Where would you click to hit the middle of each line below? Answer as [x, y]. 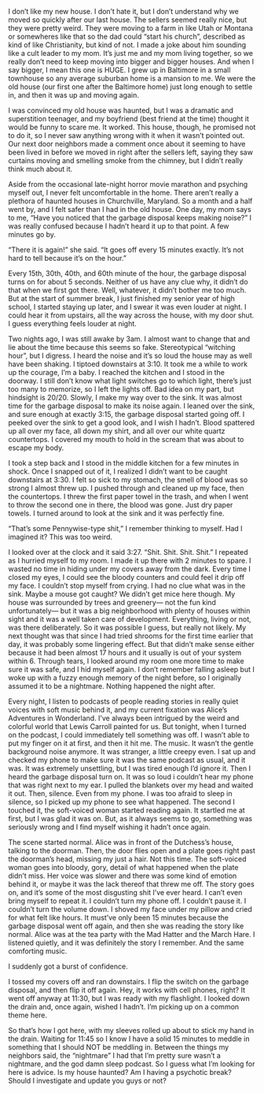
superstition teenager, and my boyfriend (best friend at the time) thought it [128, 119]
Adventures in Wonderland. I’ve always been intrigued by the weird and [124, 718]
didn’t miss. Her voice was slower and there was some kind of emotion [123, 876]
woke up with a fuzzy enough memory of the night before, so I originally [125, 678]
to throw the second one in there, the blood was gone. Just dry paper [121, 505]
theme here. [28, 1015]
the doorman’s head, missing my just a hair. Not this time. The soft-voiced [127, 859]
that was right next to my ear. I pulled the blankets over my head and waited [131, 785]
